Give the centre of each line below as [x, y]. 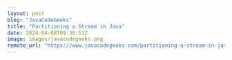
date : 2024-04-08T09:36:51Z [48, 33]
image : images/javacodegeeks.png [55, 39]
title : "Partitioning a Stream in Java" [66, 26]
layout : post [26, 13]
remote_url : [24, 46]
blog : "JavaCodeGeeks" [40, 20]
